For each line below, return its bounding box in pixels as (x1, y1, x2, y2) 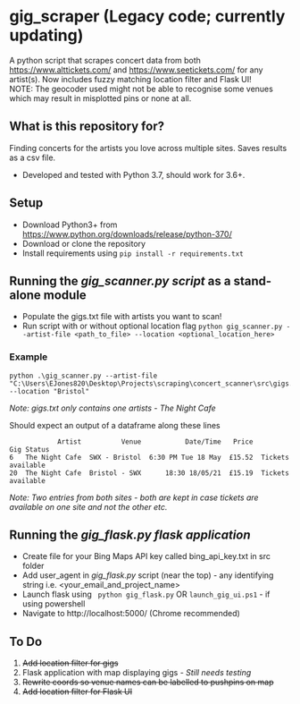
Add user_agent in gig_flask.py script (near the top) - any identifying (21, 570, 274, 581)
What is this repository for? (9, 119, 165, 134)
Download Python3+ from (21, 219, 118, 230)
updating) (9, 25, 84, 46)
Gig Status (9, 445, 50, 454)
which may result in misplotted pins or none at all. (9, 92, 192, 104)
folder (21, 561, 45, 572)
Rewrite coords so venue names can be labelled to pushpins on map (21, 677, 274, 688)
